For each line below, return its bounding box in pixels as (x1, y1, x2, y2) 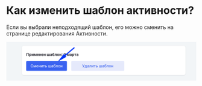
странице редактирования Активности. (6, 29, 108, 37)
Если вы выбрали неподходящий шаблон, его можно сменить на (6, 23, 174, 31)
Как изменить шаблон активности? (6, 4, 194, 17)
